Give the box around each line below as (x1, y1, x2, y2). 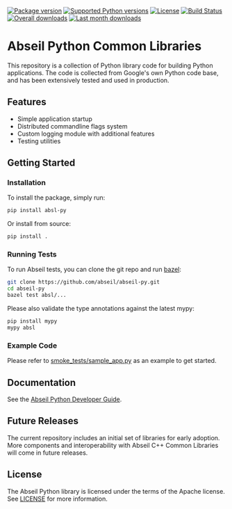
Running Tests (7, 250, 57, 259)
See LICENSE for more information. (7, 494, 108, 503)
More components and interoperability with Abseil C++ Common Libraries (7, 441, 219, 449)
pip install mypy (7, 318, 58, 325)
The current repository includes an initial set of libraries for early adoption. (7, 433, 220, 442)
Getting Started (7, 157, 76, 169)
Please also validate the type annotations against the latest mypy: (7, 305, 194, 313)
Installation (7, 178, 47, 188)
